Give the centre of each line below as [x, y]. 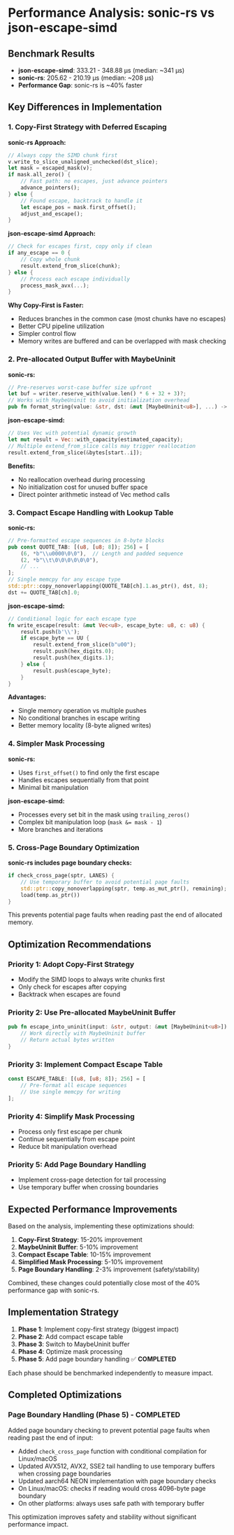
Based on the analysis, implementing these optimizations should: [101, 1226]
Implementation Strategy [64, 1312]
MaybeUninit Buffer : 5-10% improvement [78, 1247]
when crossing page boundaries [64, 1473]
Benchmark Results [51, 54]
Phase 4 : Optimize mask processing [70, 1351]
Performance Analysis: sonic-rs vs [111, 13]
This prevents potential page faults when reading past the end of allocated [115, 915]
